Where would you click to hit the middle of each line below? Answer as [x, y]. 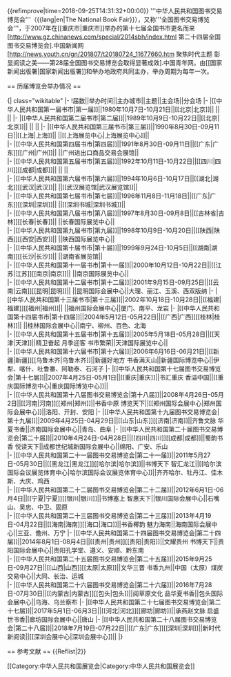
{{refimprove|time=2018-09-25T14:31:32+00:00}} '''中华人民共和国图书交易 [115, 11]
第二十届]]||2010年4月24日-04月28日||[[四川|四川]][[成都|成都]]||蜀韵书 [122, 438]
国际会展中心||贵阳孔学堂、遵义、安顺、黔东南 [79, 550]
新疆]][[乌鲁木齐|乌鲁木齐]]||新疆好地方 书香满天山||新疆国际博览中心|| [114, 360]
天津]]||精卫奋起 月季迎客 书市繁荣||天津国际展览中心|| [91, 343]
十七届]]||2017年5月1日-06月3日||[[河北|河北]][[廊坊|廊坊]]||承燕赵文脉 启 [110, 611]
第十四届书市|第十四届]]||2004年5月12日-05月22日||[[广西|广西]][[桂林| [113, 317]
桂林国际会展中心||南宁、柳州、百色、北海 [87, 325]
